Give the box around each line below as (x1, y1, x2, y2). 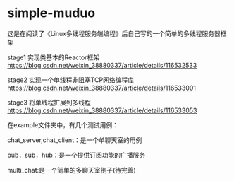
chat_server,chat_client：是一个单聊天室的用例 (7, 136, 142, 144)
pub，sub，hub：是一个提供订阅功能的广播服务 (7, 151, 146, 159)
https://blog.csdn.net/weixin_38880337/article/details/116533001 (7, 83, 196, 92)
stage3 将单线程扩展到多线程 (7, 98, 92, 107)
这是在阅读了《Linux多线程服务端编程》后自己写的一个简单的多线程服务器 (7, 29, 221, 37)
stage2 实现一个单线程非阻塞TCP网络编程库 (7, 76, 134, 84)
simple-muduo (7, 5, 96, 21)
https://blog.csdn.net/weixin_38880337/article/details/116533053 (7, 106, 197, 115)
